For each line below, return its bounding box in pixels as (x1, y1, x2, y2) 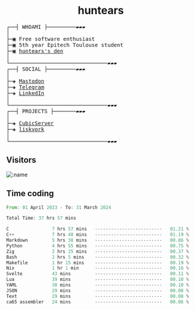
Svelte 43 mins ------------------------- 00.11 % (6, 271, 189, 277)
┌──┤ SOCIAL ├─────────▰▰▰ (6, 66, 86, 72)
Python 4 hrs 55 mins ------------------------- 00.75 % (6, 243, 189, 249)
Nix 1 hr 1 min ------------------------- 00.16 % (6, 265, 189, 271)
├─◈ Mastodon (6, 78, 45, 84)
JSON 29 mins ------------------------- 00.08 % (6, 287, 189, 294)
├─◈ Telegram (6, 84, 45, 90)
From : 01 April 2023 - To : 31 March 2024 (6, 204, 112, 211)
